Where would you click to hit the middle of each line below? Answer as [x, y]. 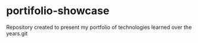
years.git [17, 33]
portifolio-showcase [58, 11]
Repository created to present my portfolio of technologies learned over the [99, 27]
